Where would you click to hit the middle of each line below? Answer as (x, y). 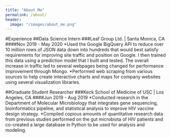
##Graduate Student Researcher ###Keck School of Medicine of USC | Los (85, 92)
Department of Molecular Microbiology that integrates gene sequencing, (82, 103)
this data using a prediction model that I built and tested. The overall (77, 61)
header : (14, 19)
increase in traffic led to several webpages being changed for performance (84, 66)
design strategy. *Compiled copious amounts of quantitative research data (84, 114)
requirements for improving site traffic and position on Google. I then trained (86, 55)
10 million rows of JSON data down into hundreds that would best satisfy (82, 50)
